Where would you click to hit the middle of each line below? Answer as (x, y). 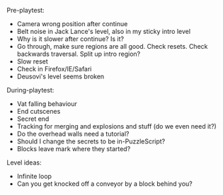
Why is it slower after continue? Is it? (70, 39)
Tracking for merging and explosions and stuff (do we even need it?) (116, 126)
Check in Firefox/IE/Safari (54, 69)
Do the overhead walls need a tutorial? (73, 134)
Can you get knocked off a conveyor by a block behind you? (104, 184)
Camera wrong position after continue (72, 24)
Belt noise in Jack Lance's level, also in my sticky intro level (104, 31)
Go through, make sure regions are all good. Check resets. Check (112, 46)
